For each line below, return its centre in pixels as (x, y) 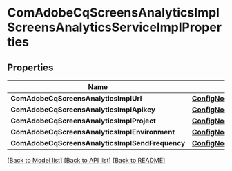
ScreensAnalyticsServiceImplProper (115, 27)
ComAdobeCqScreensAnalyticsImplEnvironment (93, 132)
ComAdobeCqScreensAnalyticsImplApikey (83, 110)
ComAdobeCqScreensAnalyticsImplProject (84, 121)
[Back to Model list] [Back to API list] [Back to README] (86, 160)
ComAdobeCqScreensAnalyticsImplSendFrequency (98, 143)
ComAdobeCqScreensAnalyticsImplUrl (76, 98)
